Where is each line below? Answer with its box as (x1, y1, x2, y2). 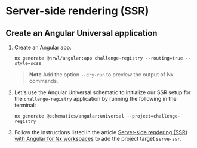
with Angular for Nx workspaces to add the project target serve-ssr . (14, 135, 182, 142)
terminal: (14, 101, 36, 109)
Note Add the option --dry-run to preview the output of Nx (29, 71, 174, 78)
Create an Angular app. (14, 44, 72, 51)
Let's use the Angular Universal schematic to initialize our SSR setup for (14, 89, 191, 96)
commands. (29, 78, 59, 84)
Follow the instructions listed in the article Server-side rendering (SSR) (14, 129, 187, 135)
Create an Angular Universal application (5, 28, 158, 38)
